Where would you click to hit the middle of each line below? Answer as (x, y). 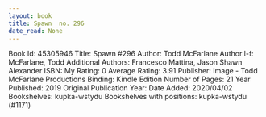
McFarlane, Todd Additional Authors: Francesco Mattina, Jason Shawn (125, 62)
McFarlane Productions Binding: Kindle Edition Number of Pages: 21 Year (130, 79)
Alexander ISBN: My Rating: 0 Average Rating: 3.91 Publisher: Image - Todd (133, 71)
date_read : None (35, 31)
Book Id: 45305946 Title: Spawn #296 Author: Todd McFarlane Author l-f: (131, 54)
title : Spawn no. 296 (46, 23)
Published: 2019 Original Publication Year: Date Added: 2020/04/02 (121, 88)
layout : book (30, 16)
